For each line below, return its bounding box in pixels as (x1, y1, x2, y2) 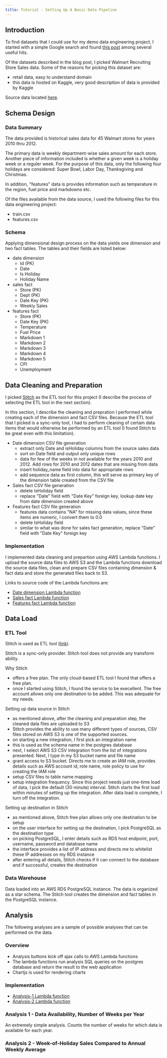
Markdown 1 (19, 335, 45, 341)
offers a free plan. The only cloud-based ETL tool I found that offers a (12, 675, 156, 681)
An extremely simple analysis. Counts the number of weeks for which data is (5, 1022, 163, 1028)
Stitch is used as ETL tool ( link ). (5, 641, 70, 647)
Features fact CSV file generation (12, 504, 81, 510)
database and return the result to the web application (12, 964, 122, 970)
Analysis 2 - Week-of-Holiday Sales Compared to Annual (5, 1040, 146, 1047)
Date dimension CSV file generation (12, 440, 86, 446)
